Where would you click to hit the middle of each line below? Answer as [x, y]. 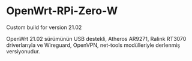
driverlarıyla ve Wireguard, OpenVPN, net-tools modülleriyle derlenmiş [93, 45]
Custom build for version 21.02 [44, 27]
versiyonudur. [23, 51]
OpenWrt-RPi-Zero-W [62, 11]
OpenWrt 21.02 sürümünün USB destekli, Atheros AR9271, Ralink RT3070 [96, 38]
